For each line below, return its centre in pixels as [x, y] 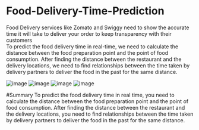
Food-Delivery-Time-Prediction [85, 11]
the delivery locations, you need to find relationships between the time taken [100, 114]
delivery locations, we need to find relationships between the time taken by [98, 65]
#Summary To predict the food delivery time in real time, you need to [90, 95]
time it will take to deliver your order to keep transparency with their [89, 33]
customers [19, 40]
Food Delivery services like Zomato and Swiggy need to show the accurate [98, 27]
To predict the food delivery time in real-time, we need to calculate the [92, 47]
